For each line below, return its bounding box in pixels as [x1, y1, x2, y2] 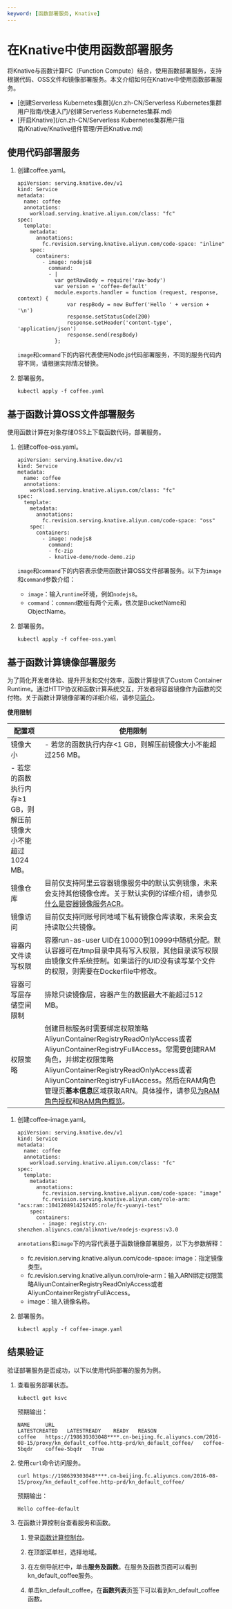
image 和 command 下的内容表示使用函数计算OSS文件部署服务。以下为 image [17, 567, 222, 575]
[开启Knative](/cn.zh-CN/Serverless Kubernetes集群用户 [17, 116, 179, 124]
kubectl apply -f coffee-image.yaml [17, 1326, 123, 1333]
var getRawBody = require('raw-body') [54, 277, 166, 284]
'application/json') [17, 326, 77, 332]
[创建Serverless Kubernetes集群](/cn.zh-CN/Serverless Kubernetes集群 [17, 98, 222, 107]
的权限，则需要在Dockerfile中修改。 [44, 967, 161, 976]
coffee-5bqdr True [45, 1446, 105, 1452]
